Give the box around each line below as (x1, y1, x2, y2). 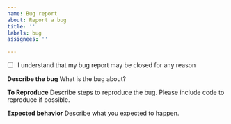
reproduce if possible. (7, 96, 70, 104)
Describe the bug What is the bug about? (7, 75, 127, 83)
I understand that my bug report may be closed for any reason (17, 61, 196, 69)
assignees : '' (7, 36, 49, 43)
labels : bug (7, 29, 42, 37)
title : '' (7, 23, 36, 30)
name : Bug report (7, 10, 58, 17)
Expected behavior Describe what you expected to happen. (7, 109, 180, 118)
